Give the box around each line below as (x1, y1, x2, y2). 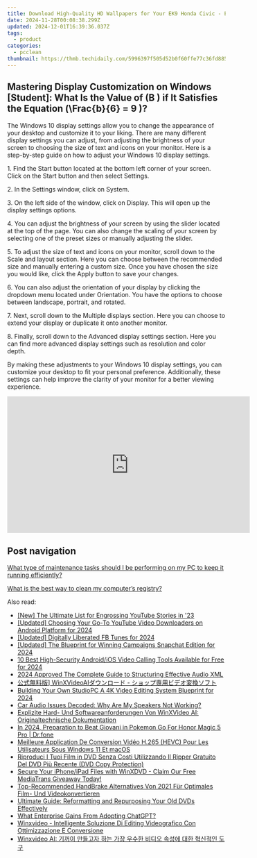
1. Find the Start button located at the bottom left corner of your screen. (7, 164, 211, 172)
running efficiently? (7, 571, 62, 580)
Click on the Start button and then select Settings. (7, 171, 150, 180)
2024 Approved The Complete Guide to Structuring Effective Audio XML (17, 671, 224, 679)
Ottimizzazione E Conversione (17, 827, 104, 835)
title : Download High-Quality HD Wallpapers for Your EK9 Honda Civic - (7, 10, 222, 17)
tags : (7, 29, 23, 37)
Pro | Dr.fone (17, 730, 54, 739)
